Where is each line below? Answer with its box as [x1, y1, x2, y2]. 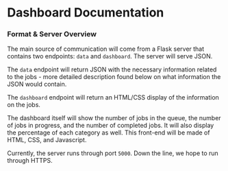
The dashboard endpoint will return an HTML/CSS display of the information [7, 93, 219, 102]
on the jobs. [7, 101, 41, 109]
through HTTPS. [7, 157, 53, 165]
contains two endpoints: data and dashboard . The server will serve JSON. [7, 52, 213, 60]
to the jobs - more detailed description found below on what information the [7, 73, 221, 81]
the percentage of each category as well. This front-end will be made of [7, 128, 210, 137]
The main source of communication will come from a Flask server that [7, 45, 205, 53]
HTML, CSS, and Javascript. [7, 136, 87, 144]
